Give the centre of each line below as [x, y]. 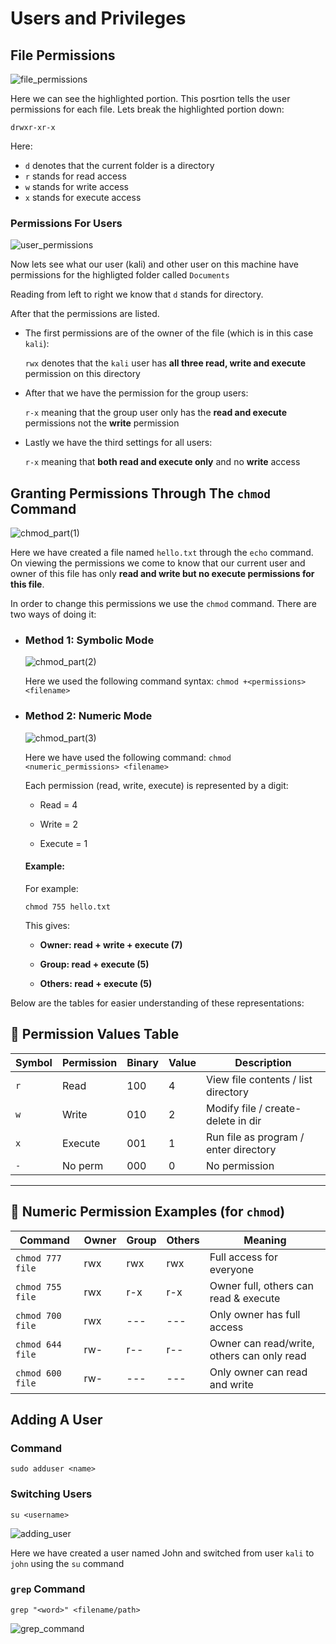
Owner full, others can [261, 1285]
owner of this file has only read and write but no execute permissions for [162, 574]
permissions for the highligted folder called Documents [120, 275]
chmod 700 [38, 1315]
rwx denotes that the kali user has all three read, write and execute [165, 363]
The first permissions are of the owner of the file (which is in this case [169, 333]
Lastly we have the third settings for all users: [118, 443]
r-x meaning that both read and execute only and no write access [162, 462]
